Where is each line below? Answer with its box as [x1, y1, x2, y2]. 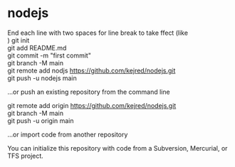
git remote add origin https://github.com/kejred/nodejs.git [7, 101, 177, 109]
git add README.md [7, 43, 67, 52]
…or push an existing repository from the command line [7, 87, 170, 96]
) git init [7, 36, 30, 44]
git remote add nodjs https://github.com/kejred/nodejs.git [7, 66, 176, 75]
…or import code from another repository [7, 130, 128, 139]
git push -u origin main [7, 116, 74, 125]
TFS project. [7, 151, 44, 160]
